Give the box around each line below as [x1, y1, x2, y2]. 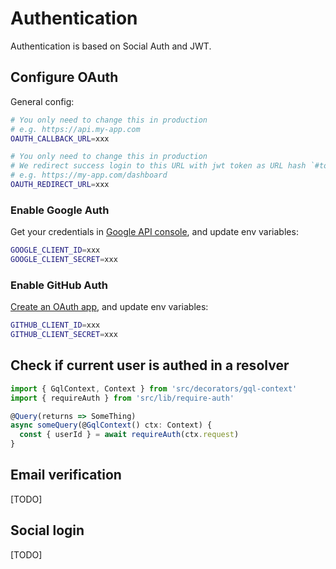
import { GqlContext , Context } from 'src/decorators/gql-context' [10, 383, 298, 394]
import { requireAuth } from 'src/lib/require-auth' [10, 393, 235, 403]
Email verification [10, 467, 122, 484]
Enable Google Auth [10, 203, 110, 217]
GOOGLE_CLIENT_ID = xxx [10, 245, 101, 256]
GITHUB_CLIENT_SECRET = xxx [10, 330, 118, 340]
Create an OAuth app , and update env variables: [10, 301, 209, 313]
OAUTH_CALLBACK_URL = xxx [10, 133, 110, 144]
